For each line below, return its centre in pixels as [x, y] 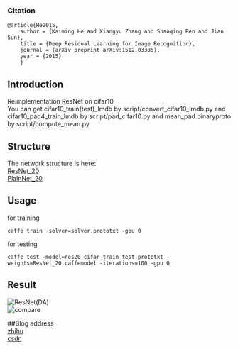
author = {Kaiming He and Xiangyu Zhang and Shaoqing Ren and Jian [122, 32]
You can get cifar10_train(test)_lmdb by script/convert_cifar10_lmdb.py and [117, 109]
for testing [22, 244]
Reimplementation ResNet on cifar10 [60, 101]
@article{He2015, [33, 26]
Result [22, 285]
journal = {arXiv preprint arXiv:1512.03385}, [90, 50]
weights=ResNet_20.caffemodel [52, 263]
